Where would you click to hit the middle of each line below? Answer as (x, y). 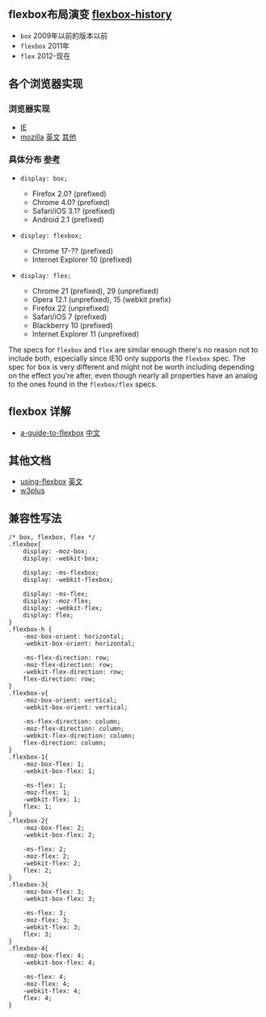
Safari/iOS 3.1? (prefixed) (74, 211)
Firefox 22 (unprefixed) (71, 308)
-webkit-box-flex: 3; (59, 899)
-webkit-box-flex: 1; (59, 771)
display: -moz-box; (56, 552)
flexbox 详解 (40, 412)
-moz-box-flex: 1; (54, 764)
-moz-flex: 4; (46, 984)
